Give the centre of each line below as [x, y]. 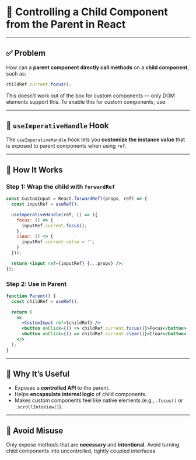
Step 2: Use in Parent [36, 284]
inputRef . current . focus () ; [54, 226]
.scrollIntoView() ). [38, 407]
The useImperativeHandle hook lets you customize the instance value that [96, 139]
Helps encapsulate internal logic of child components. [80, 394]
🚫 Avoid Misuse [35, 430]
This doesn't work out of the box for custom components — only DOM [90, 96]
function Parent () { [31, 296]
